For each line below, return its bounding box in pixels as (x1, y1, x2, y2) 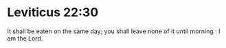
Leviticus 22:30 (7, 5, 99, 20)
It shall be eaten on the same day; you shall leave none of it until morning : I (7, 27, 221, 35)
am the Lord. (7, 34, 43, 42)
